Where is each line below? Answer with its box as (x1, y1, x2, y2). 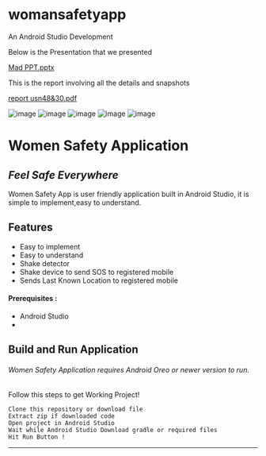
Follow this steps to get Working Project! (8, 389, 140, 399)
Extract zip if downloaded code (8, 412, 115, 420)
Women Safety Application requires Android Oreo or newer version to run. (8, 365, 249, 374)
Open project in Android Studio (8, 419, 115, 427)
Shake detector (19, 258, 70, 268)
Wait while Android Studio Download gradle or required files (8, 426, 218, 434)
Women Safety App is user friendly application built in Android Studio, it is (8, 189, 249, 199)
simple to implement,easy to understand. (8, 197, 142, 207)
